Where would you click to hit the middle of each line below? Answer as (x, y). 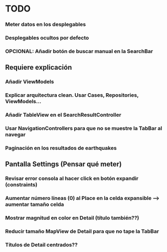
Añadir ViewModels (30, 82)
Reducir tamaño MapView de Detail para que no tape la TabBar (82, 231)
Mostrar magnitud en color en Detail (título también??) (72, 218)
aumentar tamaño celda (35, 204)
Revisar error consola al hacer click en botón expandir (72, 178)
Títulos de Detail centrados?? (42, 244)
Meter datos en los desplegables (46, 25)
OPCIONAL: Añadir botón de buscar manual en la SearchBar (79, 51)
